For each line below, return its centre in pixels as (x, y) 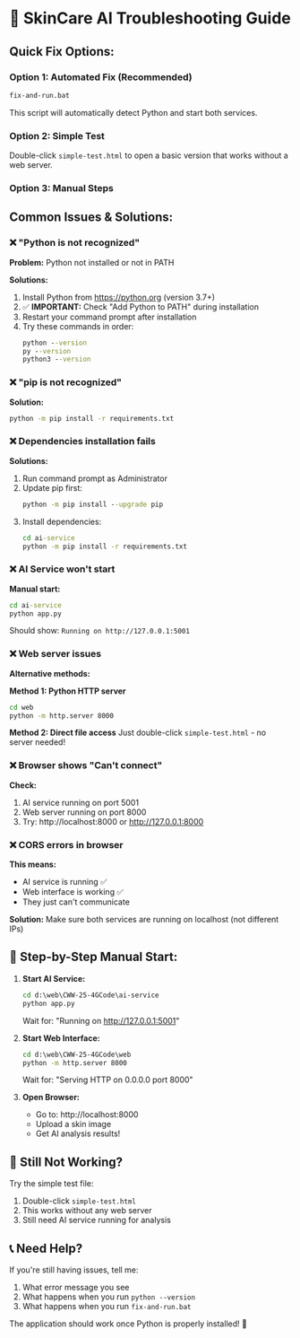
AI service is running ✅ (64, 882)
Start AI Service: (54, 978)
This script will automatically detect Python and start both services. (133, 112)
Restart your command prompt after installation (109, 317)
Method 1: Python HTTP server (68, 691)
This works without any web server (87, 1211)
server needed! (37, 742)
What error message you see (76, 1287)
